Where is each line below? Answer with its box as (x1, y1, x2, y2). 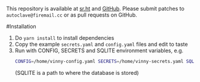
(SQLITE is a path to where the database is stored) (14, 69, 139, 76)
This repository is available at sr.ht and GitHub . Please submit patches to (6, 5, 185, 12)
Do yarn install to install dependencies (14, 34, 115, 41)
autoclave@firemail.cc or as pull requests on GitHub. (6, 11, 137, 18)
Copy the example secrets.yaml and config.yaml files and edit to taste (14, 41, 188, 48)
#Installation (6, 23, 37, 30)
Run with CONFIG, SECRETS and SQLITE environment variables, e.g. (14, 47, 184, 54)
